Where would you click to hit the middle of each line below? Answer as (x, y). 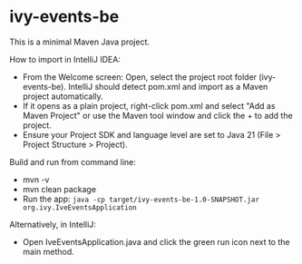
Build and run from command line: (73, 161)
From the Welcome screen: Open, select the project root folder (139, 77)
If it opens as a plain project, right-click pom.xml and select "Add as (149, 105)
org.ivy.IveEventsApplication (80, 207)
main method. (48, 251)
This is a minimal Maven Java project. (80, 42)
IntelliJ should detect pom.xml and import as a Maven (168, 86)
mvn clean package (59, 189)
